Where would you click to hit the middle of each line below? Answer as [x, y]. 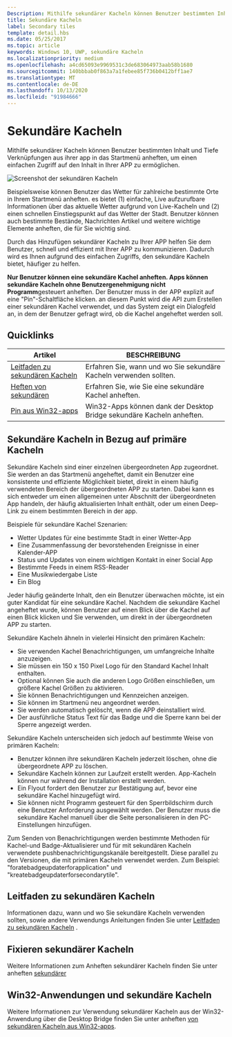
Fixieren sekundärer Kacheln [71, 949]
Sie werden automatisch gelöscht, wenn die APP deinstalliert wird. [111, 710]
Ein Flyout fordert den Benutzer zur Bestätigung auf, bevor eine [107, 788]
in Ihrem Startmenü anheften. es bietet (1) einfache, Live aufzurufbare [106, 199]
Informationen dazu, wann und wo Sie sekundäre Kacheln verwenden [106, 913]
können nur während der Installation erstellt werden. [91, 780]
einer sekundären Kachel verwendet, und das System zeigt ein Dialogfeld [112, 306]
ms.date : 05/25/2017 [37, 39]
